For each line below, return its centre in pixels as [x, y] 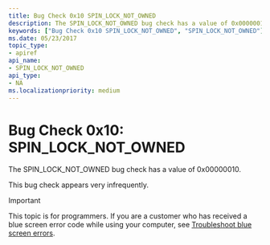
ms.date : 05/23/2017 [43, 38]
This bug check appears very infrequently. [78, 185]
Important [25, 201]
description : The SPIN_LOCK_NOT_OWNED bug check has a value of [118, 23]
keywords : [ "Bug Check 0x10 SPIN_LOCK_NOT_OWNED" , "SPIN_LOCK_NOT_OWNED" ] [136, 31]
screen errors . [32, 233]
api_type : [25, 76]
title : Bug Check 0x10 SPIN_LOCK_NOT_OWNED [82, 16]
